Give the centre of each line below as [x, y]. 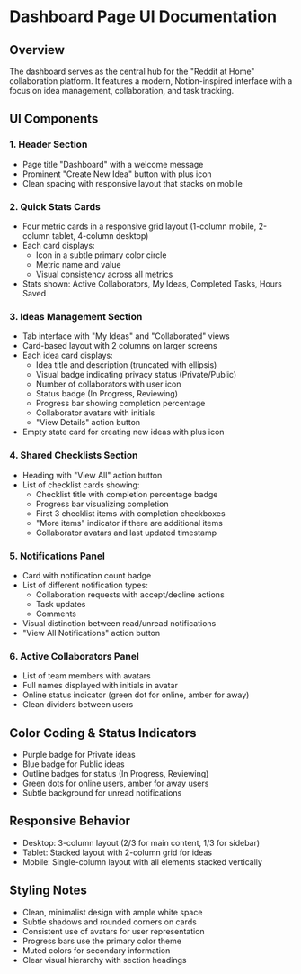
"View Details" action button [88, 423]
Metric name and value [78, 264]
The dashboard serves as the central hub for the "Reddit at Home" [132, 71]
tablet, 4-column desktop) [101, 235]
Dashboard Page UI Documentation [143, 17]
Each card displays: [59, 245]
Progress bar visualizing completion [102, 504]
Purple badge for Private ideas [79, 754]
